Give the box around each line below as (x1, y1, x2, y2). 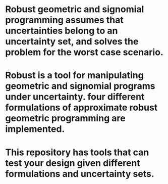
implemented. (5, 123, 65, 135)
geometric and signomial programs (5, 80, 155, 92)
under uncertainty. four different (5, 91, 145, 103)
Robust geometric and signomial (5, 4, 144, 15)
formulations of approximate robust (5, 102, 158, 113)
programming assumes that (5, 14, 124, 26)
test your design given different (5, 157, 140, 169)
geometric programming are (5, 113, 126, 124)
